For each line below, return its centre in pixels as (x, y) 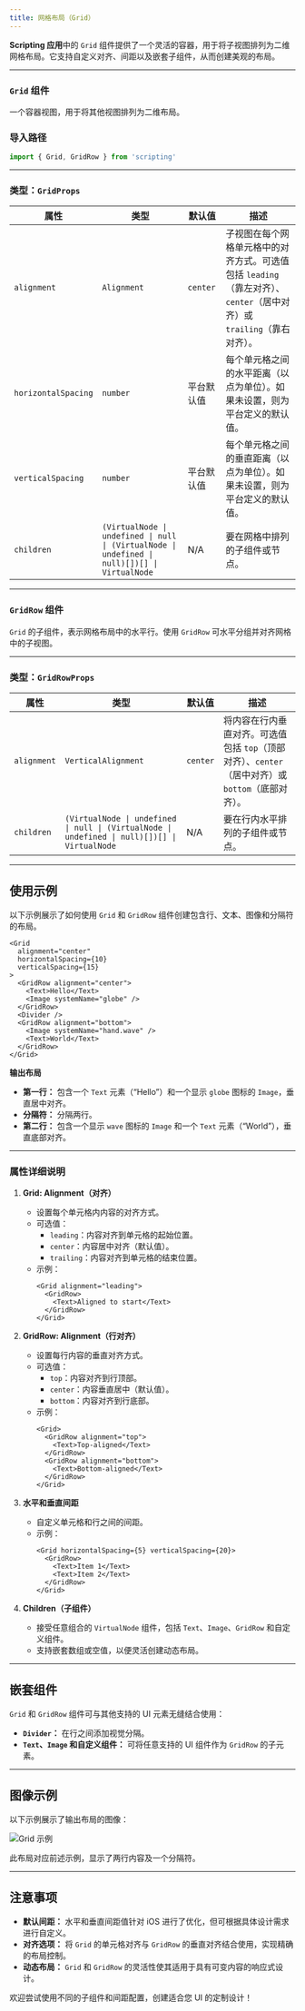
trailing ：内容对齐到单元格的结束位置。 (126, 1257)
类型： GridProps (45, 191)
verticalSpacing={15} (59, 967)
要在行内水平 (251, 819)
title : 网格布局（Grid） (52, 18)
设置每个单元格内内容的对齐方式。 (100, 1212)
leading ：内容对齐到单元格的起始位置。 (123, 1235)
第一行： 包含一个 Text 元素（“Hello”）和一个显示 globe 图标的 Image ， (154, 1091)
